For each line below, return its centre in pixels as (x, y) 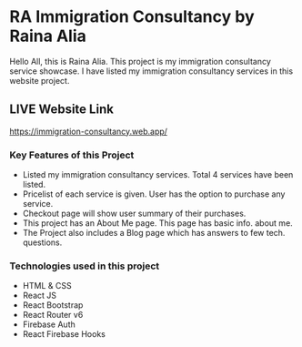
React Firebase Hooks (64, 334)
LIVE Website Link (61, 110)
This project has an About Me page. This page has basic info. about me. (157, 223)
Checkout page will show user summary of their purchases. (134, 214)
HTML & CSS (47, 286)
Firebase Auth (49, 324)
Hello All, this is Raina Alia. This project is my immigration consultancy (140, 61)
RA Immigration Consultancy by (132, 17)
